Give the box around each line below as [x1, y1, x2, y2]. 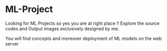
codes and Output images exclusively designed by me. [5, 25, 119, 31]
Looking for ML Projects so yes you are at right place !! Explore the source [5, 20, 160, 26]
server [5, 40, 19, 46]
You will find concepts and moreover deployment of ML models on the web [5, 35, 162, 41]
